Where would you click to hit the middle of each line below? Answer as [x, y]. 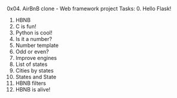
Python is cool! [34, 33]
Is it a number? [34, 39]
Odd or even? [32, 52]
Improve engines [36, 58]
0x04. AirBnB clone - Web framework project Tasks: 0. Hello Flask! [89, 9]
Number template [37, 45]
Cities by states [34, 70]
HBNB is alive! [33, 89]
